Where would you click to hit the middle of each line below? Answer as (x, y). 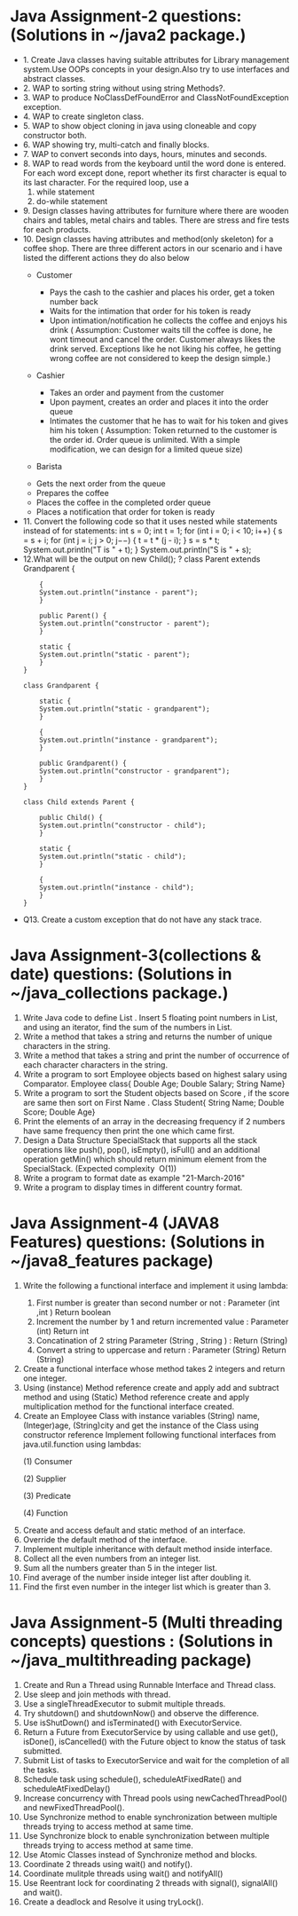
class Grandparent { (61, 685)
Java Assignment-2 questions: (126, 16)
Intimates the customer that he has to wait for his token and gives (169, 421)
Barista (49, 466)
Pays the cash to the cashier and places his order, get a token (162, 292)
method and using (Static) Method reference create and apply (136, 1397)
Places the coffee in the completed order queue (123, 502)
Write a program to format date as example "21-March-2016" (134, 1178)
